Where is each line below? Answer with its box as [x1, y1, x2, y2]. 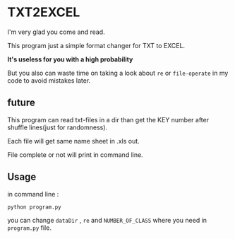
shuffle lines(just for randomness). [7, 123, 108, 132]
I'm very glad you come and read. [7, 28, 105, 36]
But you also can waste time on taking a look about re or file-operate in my [7, 69, 229, 77]
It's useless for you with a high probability [7, 54, 133, 64]
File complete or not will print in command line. [7, 150, 143, 159]
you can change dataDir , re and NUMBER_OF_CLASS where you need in [7, 216, 207, 224]
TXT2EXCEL [7, 4, 80, 21]
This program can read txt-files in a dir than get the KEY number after [7, 115, 210, 124]
